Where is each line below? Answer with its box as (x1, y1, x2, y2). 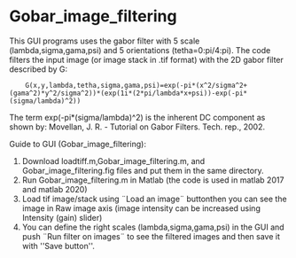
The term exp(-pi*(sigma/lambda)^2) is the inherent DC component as (9, 112, 266, 122)
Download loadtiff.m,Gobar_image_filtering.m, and (21, 155, 206, 166)
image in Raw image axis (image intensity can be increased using (21, 202, 261, 214)
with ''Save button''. (21, 240, 95, 251)
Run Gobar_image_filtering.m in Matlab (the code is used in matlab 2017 (21, 175, 284, 185)
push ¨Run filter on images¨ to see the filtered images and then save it (21, 231, 281, 241)
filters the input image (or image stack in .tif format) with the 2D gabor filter (9, 54, 284, 65)
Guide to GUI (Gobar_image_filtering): (9, 138, 146, 149)
